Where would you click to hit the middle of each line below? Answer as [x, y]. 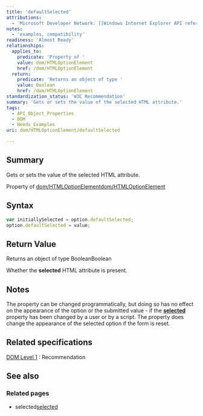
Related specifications [49, 342]
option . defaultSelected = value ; [48, 225]
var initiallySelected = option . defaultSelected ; [70, 220]
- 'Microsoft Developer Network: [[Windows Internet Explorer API [97, 23]
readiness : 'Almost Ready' [40, 40]
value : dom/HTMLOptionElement [55, 62]
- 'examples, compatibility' [48, 35]
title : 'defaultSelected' [39, 12]
